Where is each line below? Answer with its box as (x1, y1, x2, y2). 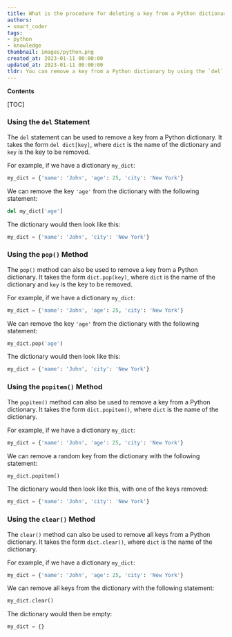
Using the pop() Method (7, 250, 88, 259)
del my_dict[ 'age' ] (7, 208, 64, 215)
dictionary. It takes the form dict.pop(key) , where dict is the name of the (7, 273, 216, 281)
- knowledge (7, 42, 41, 49)
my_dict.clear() (7, 598, 54, 605)
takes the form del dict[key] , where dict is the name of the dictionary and (7, 140, 221, 148)
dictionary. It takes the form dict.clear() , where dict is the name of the (7, 538, 213, 546)
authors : (7, 17, 32, 23)
